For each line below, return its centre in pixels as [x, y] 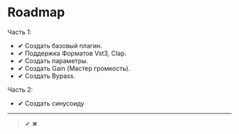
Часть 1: [20, 32]
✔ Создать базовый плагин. [60, 45]
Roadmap [36, 12]
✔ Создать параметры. [53, 60]
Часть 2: [20, 89]
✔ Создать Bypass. [47, 76]
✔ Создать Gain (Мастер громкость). [74, 68]
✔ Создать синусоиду [51, 103]
